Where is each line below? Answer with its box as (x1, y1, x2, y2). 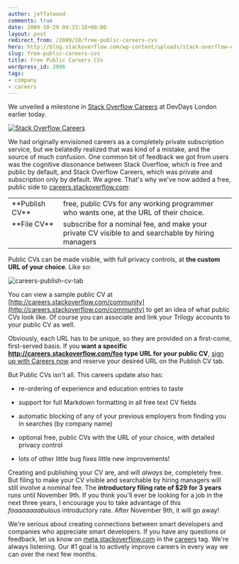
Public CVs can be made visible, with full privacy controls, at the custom (8, 255, 221, 264)
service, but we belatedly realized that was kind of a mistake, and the (8, 145, 211, 153)
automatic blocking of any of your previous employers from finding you (18, 412, 226, 421)
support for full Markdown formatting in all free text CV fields (18, 398, 197, 407)
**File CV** (11, 219, 54, 229)
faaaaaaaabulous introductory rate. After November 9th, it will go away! (8, 506, 219, 515)
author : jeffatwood (8, 10, 66, 18)
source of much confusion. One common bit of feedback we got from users (8, 153, 229, 161)
